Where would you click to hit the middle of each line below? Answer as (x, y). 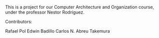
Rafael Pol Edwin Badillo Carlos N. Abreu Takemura (58, 31)
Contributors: (19, 22)
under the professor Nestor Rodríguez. (45, 12)
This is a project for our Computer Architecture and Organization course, (80, 7)
